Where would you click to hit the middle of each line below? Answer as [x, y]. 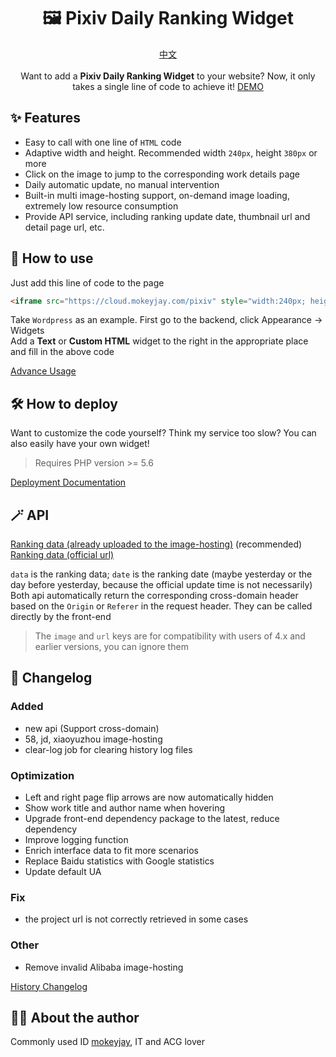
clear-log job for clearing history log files [108, 749]
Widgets [27, 331]
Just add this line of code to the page [87, 282]
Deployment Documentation [68, 482]
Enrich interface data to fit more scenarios [111, 851]
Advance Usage [43, 371]
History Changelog [49, 986]
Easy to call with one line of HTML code [103, 142]
